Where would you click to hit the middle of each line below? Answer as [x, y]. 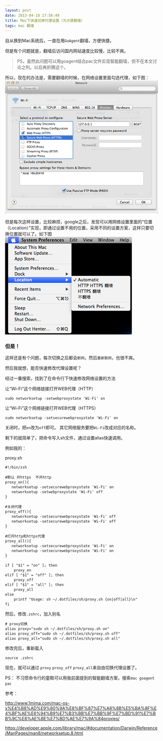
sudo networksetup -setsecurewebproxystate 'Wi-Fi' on [62, 418]
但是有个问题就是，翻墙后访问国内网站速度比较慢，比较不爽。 [67, 51]
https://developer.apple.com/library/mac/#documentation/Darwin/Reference [81, 728]
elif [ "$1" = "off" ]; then [34, 575]
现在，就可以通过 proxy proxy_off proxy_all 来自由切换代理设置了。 [72, 668]
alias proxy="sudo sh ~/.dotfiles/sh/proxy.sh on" [57, 629]
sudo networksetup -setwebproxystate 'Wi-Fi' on [55, 399]
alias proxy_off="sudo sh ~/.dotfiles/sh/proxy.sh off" [63, 634]
